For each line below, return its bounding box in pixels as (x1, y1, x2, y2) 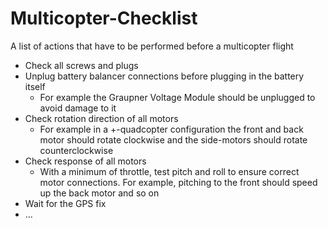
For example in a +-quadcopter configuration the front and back (39, 123, 304, 135)
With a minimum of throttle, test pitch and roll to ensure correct (39, 165, 300, 177)
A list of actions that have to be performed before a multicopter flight (10, 40, 294, 52)
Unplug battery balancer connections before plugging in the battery (24, 70, 305, 82)
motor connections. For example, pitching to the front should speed (39, 176, 318, 188)
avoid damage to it (39, 102, 117, 114)
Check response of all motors (24, 155, 147, 167)
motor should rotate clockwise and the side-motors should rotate (39, 133, 308, 146)
